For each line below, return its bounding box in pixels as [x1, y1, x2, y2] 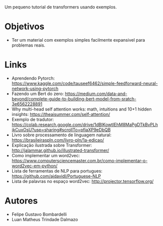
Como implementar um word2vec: [11, 152, 80, 158]
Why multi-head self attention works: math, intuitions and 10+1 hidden [11, 106, 152, 112]
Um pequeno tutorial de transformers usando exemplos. [4, 4, 117, 10]
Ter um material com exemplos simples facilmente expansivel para [11, 37, 145, 43]
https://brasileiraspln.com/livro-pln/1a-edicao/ [11, 137, 104, 143]
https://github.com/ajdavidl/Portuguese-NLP [11, 173, 101, 179]
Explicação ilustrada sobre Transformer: [11, 142, 92, 148]
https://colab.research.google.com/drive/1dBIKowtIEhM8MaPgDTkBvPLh [11, 121, 158, 128]
